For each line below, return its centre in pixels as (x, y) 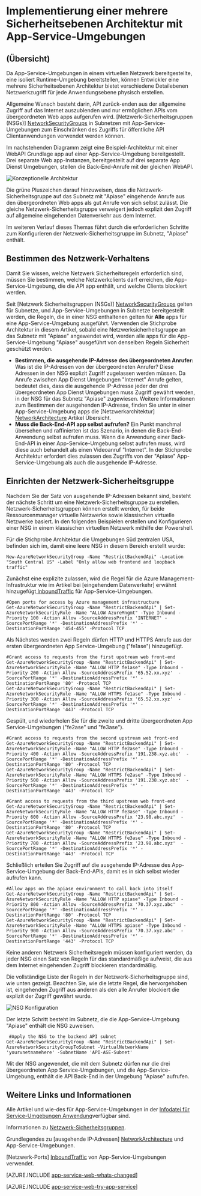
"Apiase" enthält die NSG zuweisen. (50, 1025)
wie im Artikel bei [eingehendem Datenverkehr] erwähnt (107, 584)
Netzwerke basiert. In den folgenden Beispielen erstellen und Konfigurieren (99, 521)
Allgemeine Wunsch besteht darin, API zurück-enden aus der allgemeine (96, 104)
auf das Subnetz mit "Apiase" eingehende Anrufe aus (119, 196)
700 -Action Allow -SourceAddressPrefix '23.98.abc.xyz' (103, 843)
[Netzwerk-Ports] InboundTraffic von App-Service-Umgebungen (86, 1157)
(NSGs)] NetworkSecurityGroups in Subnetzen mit (68, 123)
